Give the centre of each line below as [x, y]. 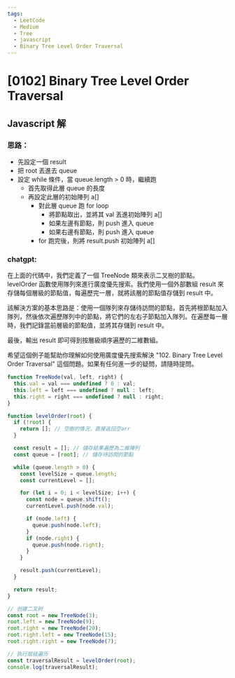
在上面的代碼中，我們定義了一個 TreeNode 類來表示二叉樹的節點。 [103, 276]
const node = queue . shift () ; [68, 500]
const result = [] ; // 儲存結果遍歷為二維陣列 [77, 448]
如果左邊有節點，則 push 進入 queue [101, 223]
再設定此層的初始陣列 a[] [63, 196]
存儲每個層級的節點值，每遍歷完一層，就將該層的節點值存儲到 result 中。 [112, 293]
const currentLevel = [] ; [58, 480]
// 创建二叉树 [25, 609]
